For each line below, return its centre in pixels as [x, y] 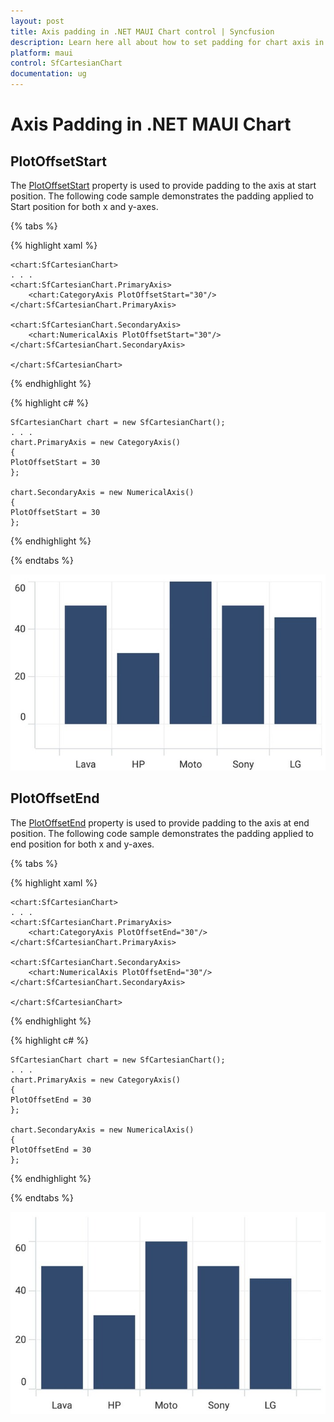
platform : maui [42, 53]
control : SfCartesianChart [66, 63]
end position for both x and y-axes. [82, 844]
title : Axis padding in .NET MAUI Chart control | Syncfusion [142, 31]
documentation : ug [48, 74]
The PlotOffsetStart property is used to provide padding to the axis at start [163, 185]
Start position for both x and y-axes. [84, 206]
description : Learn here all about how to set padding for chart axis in [167, 42]
